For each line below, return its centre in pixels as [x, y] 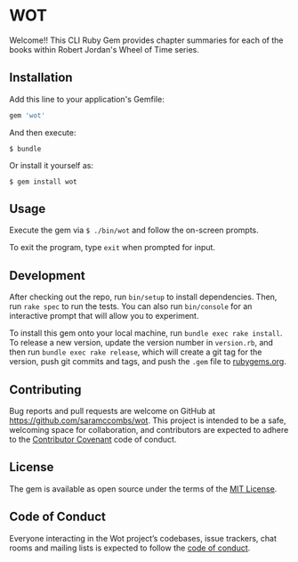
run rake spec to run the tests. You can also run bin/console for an [131, 306]
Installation [41, 78]
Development [48, 276]
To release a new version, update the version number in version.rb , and [141, 343]
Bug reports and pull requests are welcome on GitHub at [113, 411]
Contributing [45, 390]
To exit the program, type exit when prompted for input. [113, 248]
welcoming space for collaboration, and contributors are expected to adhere [149, 430]
